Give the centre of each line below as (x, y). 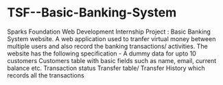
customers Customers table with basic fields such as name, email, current (112, 60)
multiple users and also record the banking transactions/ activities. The (107, 46)
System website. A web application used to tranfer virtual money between (111, 38)
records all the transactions (46, 75)
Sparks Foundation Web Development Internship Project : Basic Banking (109, 32)
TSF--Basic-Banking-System (92, 13)
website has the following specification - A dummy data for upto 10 (102, 53)
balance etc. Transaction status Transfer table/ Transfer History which (106, 68)
